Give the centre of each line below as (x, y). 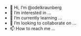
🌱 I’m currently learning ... (36, 18)
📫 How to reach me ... (32, 28)
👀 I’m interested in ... (30, 13)
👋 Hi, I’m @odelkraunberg (36, 8)
